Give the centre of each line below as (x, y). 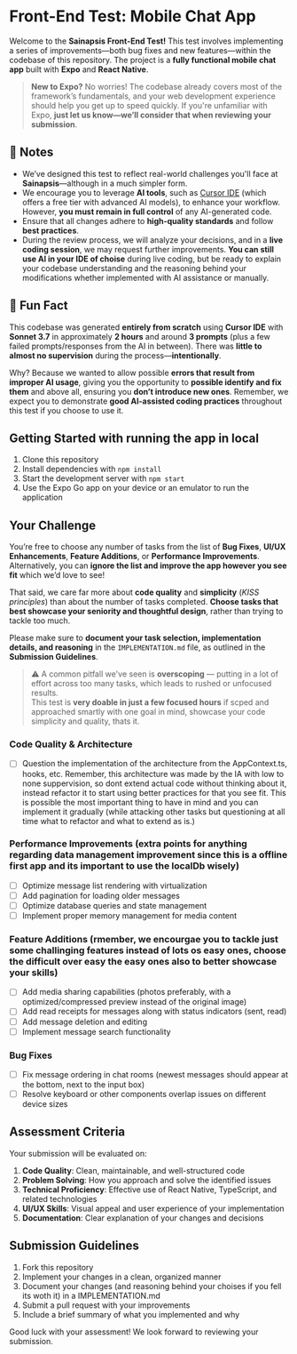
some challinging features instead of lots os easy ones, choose (148, 950)
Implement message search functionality (96, 1031)
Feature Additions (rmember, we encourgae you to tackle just (144, 940)
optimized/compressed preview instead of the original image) (134, 1002)
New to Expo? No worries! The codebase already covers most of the (156, 86)
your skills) (34, 973)
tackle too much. (40, 621)
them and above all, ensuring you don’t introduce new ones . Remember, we (149, 391)
